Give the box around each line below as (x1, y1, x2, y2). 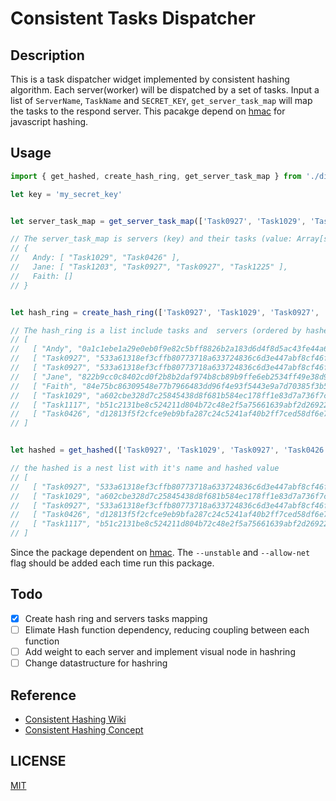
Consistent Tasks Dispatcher (10, 7, 257, 30)
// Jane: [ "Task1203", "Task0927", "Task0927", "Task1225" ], (10, 262, 288, 272)
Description (10, 47, 85, 64)
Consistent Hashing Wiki (24, 713, 127, 725)
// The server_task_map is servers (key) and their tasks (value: (10, 234, 293, 244)
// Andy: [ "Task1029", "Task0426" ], (10, 253, 182, 263)
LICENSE (10, 753, 67, 770)
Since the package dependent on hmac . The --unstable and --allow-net (10, 547, 311, 559)
